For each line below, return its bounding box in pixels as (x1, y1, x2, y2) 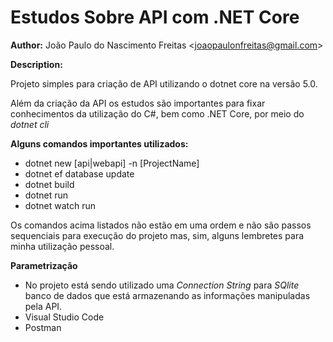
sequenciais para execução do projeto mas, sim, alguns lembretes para (10, 229, 305, 241)
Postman (24, 321, 62, 333)
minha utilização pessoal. (10, 240, 115, 252)
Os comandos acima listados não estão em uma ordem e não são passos (10, 219, 312, 231)
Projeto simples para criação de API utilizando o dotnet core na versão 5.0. (10, 77, 318, 90)
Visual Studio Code (24, 311, 105, 323)
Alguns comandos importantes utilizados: (10, 137, 189, 150)
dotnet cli (10, 118, 50, 130)
